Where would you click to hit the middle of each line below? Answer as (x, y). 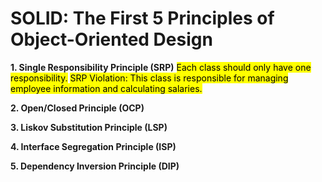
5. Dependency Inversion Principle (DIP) (95, 166)
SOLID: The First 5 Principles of (142, 18)
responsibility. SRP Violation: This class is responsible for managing (149, 78)
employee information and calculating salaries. (106, 88)
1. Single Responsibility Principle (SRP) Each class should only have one (161, 67)
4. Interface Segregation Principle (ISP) (93, 146)
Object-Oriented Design (111, 39)
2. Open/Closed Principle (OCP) (77, 108)
